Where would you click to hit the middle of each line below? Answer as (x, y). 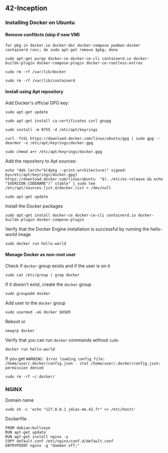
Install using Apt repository (34, 92)
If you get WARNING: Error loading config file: (55, 358)
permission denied (24, 368)
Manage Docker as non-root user (41, 255)
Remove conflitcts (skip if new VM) (43, 34)
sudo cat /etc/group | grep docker (43, 275)
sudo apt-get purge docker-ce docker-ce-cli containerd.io (68, 58)
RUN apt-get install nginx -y (37, 437)
